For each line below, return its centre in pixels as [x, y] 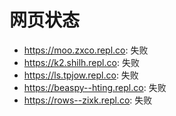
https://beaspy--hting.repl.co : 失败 [95, 87]
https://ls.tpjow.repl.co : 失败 [81, 75]
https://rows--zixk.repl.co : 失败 [88, 100]
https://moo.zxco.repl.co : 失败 [86, 50]
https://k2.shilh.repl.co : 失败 [81, 62]
